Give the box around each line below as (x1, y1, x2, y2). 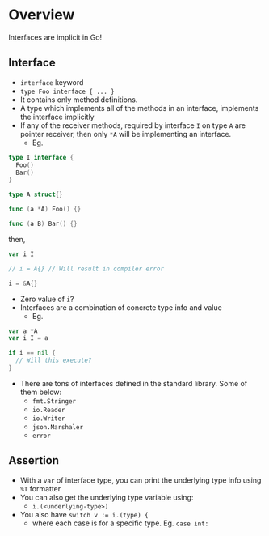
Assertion (8, 453, 59, 467)
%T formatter (19, 483, 61, 493)
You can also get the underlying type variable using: (19, 492, 194, 502)
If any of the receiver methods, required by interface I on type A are (19, 120, 246, 130)
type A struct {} (8, 190, 63, 199)
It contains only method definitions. (19, 95, 138, 104)
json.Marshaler (32, 423, 83, 431)
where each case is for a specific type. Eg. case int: (32, 518, 209, 528)
